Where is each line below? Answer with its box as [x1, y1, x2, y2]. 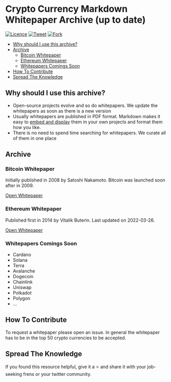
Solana [12, 257, 28, 263]
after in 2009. [5, 183, 34, 189]
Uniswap [12, 284, 32, 290]
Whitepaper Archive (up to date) [5, 14, 146, 26]
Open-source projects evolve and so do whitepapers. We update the [12, 102, 158, 108]
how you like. [12, 124, 41, 130]
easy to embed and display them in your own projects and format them [12, 119, 163, 125]
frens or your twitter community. [23, 371, 91, 377]
